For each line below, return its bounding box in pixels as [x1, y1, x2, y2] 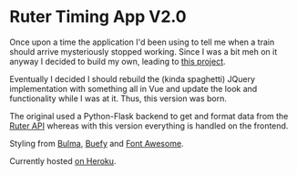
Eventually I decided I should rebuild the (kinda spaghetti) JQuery [9, 73, 256, 84]
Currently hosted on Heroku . [9, 155, 117, 166]
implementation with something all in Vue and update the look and [9, 83, 258, 94]
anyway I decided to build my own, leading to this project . [9, 56, 226, 67]
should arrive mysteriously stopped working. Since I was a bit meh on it [9, 46, 278, 57]
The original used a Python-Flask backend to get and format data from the [9, 110, 289, 121]
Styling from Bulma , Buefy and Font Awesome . [9, 138, 184, 149]
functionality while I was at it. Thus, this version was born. [9, 93, 228, 104]
